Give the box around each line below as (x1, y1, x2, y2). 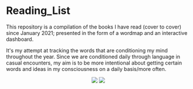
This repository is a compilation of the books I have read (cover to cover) (6, 23, 182, 30)
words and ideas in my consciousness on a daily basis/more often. (6, 65, 167, 72)
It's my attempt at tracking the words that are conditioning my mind (6, 47, 168, 54)
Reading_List (6, 4, 71, 17)
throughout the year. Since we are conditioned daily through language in (6, 53, 180, 60)
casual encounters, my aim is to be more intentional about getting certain (6, 59, 182, 66)
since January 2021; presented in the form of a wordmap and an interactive (6, 29, 188, 36)
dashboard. (6, 35, 34, 42)
